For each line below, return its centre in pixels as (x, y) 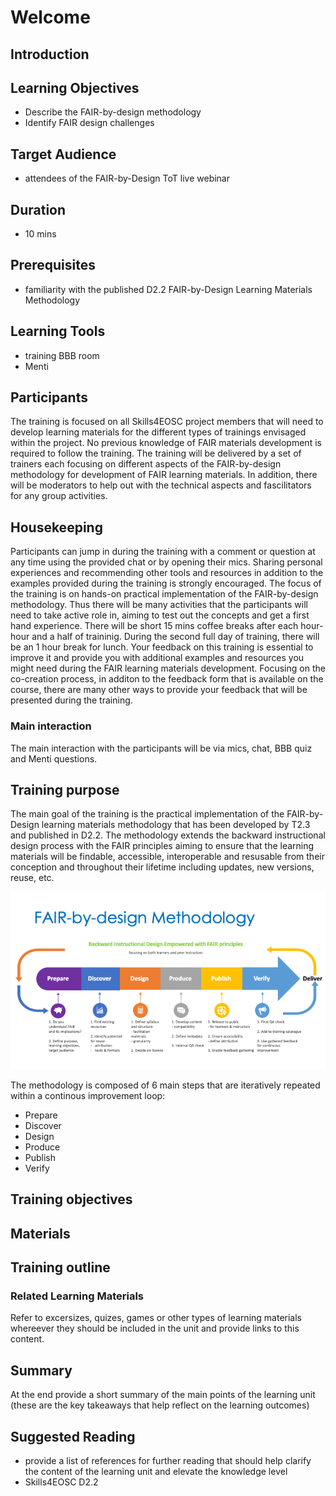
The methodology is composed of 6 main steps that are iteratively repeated (165, 1085)
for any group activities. (59, 496)
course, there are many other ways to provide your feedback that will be (159, 690)
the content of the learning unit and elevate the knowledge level (156, 1471)
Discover (43, 1125)
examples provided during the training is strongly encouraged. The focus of (166, 583)
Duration (38, 209)
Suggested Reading (73, 1436)
